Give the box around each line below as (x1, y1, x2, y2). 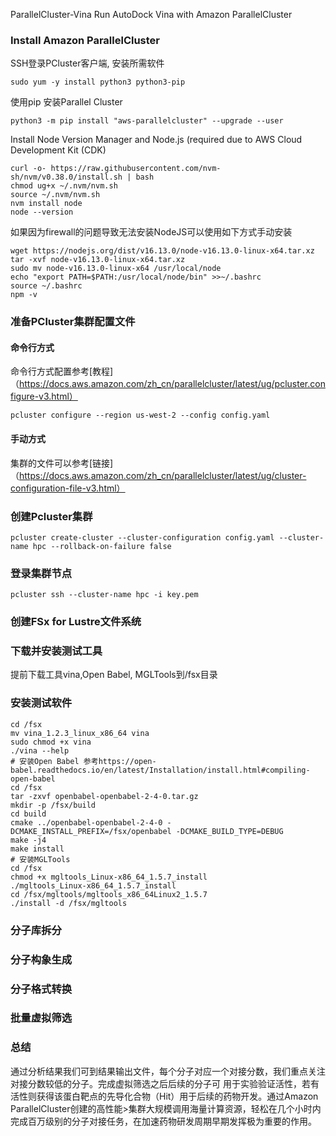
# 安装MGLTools (10, 854, 71, 864)
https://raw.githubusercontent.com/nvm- (50, 164, 222, 174)
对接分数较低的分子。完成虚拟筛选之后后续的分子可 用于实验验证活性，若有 (10, 1077, 320, 1089)
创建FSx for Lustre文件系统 (10, 615, 142, 629)
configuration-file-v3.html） (10, 482, 126, 494)
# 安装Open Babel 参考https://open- (10, 756, 157, 766)
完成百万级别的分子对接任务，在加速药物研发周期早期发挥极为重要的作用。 (10, 1115, 317, 1127)
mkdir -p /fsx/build (10, 800, 97, 810)
